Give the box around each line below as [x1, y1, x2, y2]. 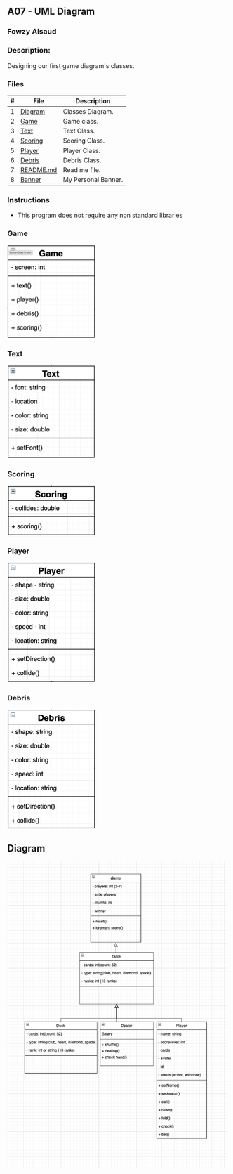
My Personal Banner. [62, 176, 124, 184]
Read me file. [62, 166, 101, 174]
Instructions [7, 195, 51, 204]
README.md [20, 166, 58, 174]
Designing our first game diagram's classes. [7, 61, 135, 70]
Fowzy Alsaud [7, 27, 57, 37]
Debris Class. [62, 156, 102, 164]
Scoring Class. [62, 136, 105, 145]
